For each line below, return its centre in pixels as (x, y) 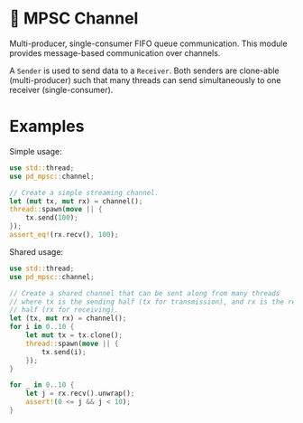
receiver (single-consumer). (61, 89)
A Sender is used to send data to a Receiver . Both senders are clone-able (144, 70)
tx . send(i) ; (64, 352)
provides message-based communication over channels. (115, 52)
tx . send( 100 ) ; (52, 218)
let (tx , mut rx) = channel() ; (68, 319)
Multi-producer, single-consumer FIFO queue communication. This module (148, 43)
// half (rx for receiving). (64, 310)
